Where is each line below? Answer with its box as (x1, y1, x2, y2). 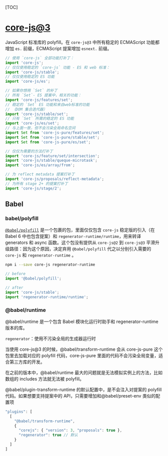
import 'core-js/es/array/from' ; (5, 163, 75, 168)
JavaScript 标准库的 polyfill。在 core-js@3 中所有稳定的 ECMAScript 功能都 (5, 39, 160, 45)
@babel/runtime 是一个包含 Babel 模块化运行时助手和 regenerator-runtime (5, 318, 159, 324)
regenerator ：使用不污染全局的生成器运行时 (5, 335, 96, 342)
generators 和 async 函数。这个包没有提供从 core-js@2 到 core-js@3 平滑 (5, 239, 155, 246)
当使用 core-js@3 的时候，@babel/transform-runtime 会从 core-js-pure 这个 (5, 346, 163, 352)
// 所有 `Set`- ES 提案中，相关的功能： (5, 93, 82, 98)
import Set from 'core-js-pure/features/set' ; (5, 131, 104, 136)
